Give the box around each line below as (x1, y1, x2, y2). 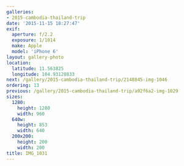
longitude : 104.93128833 (12, 71, 75, 77)
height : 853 (17, 122, 48, 128)
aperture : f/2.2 (12, 32, 53, 38)
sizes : (6, 94, 23, 100)
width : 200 (17, 144, 45, 151)
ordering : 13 (6, 83, 40, 89)
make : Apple (12, 43, 43, 49)
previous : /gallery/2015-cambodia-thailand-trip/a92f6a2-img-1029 (6, 88, 179, 94)
